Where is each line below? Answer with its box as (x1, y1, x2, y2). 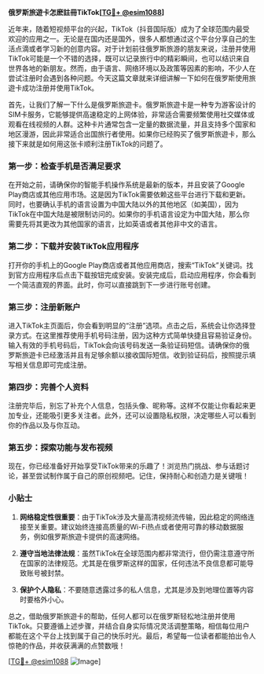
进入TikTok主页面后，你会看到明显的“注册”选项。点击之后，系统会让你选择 (8, 321, 249, 330)
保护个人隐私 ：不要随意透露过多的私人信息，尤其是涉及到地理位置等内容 (19, 584, 254, 594)
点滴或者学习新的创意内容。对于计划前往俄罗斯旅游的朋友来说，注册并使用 (14, 44, 256, 53)
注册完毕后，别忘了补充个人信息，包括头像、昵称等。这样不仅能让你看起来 (8, 401, 249, 411)
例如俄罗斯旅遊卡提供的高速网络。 (33, 532, 144, 541)
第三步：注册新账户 (8, 302, 81, 313)
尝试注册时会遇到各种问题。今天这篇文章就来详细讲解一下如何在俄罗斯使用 (8, 74, 249, 82)
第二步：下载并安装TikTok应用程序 (8, 241, 139, 252)
